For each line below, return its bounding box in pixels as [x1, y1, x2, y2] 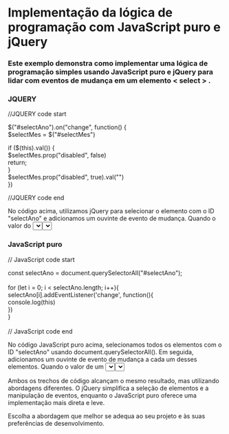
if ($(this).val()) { [8, 144, 55, 152]
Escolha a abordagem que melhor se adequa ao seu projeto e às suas [8, 411, 206, 420]
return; [8, 158, 28, 166]
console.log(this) [8, 298, 56, 306]
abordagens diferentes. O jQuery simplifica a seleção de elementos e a [8, 384, 209, 392]
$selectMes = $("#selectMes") [8, 131, 96, 139]
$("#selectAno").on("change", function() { [8, 123, 127, 131]
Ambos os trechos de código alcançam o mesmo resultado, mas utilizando [8, 376, 219, 384]
